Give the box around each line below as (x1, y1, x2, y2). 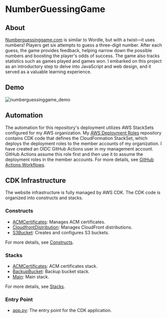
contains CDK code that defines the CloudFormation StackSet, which (5, 135, 148, 141)
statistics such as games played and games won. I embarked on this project (5, 58, 162, 64)
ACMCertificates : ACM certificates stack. (12, 263, 98, 269)
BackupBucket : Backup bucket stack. (12, 268, 90, 274)
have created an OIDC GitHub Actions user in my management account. (5, 145, 154, 151)
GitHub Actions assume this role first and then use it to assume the (5, 151, 143, 157)
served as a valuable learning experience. (5, 69, 92, 75)
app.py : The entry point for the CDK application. (12, 307, 112, 313)
